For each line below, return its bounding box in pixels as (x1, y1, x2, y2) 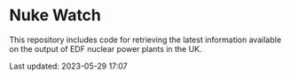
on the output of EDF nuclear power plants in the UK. (9, 43, 202, 54)
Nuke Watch (9, 5, 102, 25)
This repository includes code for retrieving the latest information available (9, 34, 282, 45)
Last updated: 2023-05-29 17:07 (9, 61, 129, 71)
